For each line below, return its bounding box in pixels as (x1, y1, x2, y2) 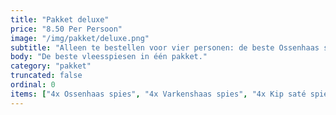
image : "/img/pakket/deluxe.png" (10, 33, 150, 43)
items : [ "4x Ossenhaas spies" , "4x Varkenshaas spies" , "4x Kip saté (10, 89, 307, 99)
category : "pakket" (10, 61, 92, 71)
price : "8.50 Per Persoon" (10, 24, 123, 34)
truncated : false (10, 71, 83, 81)
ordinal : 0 (10, 80, 56, 90)
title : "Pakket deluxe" (10, 14, 110, 25)
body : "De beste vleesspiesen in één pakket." (10, 52, 208, 62)
